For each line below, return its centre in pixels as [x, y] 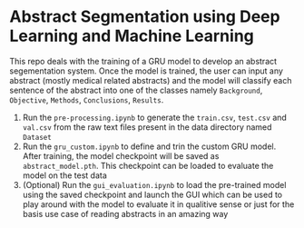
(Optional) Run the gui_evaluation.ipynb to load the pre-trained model [154, 184]
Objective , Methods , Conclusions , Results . [87, 99]
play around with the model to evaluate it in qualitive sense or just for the [158, 204]
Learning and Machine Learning [132, 36]
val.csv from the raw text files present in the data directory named [147, 127]
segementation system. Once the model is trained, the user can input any [147, 71]
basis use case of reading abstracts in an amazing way [125, 213]
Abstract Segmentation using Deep [145, 17]
